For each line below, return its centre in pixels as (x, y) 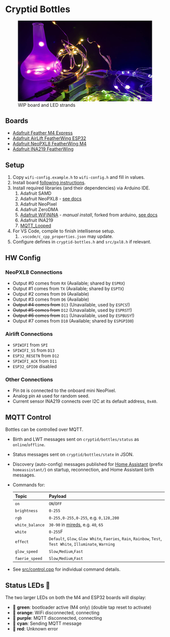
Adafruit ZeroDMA (39, 210)
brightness (26, 511)
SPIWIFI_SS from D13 (33, 350)
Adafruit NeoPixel (38, 204)
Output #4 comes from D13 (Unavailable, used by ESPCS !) (71, 304)
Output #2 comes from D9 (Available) (51, 294)
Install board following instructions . (49, 183)
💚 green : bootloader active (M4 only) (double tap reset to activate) (82, 607)
